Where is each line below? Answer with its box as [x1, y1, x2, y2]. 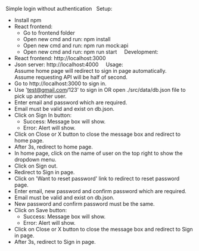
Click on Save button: [14, 207, 67, 213]
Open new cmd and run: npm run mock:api [23, 42, 129, 49]
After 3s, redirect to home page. [14, 143, 94, 150]
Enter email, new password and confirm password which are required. [14, 188, 187, 194]
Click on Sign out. [14, 162, 58, 169]
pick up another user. [14, 92, 67, 100]
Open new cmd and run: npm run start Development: [23, 48, 158, 55]
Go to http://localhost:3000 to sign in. [14, 80, 107, 87]
